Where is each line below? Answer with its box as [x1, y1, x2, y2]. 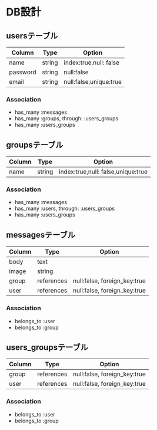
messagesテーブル [6, 229, 75, 239]
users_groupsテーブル [6, 342, 88, 352]
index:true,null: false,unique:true [58, 168, 148, 176]
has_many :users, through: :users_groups [14, 205, 115, 212]
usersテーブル [6, 31, 58, 41]
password [9, 68, 36, 76]
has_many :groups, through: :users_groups [14, 115, 119, 122]
